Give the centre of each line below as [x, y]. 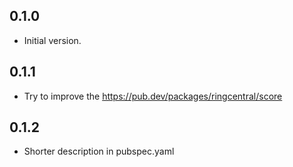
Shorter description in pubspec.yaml [99, 151]
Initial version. [52, 40]
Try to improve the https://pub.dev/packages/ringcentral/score [153, 96]
